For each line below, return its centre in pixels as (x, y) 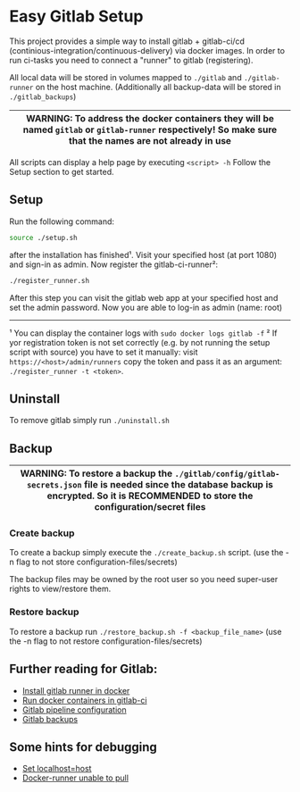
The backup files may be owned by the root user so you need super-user (144, 579)
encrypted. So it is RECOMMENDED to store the (150, 496)
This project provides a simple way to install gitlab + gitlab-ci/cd (127, 41)
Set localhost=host (57, 769)
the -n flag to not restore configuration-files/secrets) (106, 641)
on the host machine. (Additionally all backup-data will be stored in (158, 87)
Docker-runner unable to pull (75, 778)
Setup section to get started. (62, 171)
